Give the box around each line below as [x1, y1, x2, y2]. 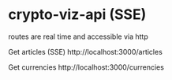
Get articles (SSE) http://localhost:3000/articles [8, 47, 163, 56]
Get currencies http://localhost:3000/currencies [8, 62, 164, 72]
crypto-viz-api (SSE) [8, 6, 147, 24]
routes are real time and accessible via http [8, 32, 148, 41]
